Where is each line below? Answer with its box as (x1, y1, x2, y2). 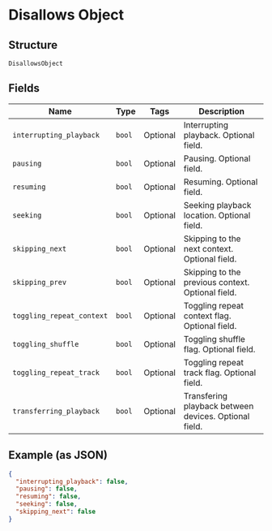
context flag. (183, 310, 232, 322)
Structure (8, 38, 58, 52)
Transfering (183, 390, 228, 401)
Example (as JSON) (8, 448, 108, 462)
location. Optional (183, 209, 251, 221)
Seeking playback (183, 199, 252, 210)
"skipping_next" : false (15, 507, 96, 516)
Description (198, 106, 245, 117)
